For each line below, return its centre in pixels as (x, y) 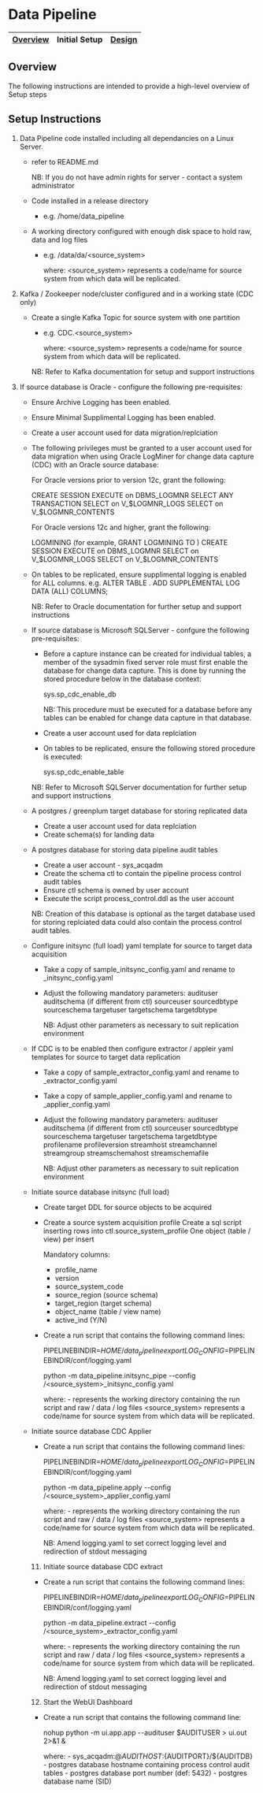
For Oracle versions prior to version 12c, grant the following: (128, 480)
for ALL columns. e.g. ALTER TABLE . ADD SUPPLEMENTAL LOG (135, 583)
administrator (53, 185)
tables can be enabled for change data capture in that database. (147, 718)
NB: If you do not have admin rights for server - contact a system (137, 177)
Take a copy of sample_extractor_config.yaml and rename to (141, 1072)
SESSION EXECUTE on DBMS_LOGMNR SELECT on (115, 551)
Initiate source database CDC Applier (91, 1431)
